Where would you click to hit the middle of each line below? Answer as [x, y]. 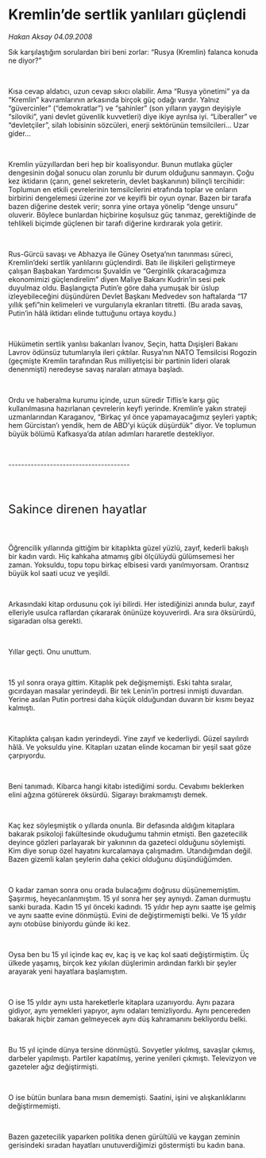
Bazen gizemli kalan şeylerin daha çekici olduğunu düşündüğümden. [120, 859]
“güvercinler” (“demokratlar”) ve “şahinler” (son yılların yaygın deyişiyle [125, 108]
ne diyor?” [25, 60]
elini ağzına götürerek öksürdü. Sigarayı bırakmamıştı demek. [108, 794]
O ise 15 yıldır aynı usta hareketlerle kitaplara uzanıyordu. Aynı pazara [121, 1002]
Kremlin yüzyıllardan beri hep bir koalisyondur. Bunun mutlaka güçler [121, 164]
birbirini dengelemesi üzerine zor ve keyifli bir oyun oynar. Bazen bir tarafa [130, 198]
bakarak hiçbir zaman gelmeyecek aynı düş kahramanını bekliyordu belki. [128, 1019]
